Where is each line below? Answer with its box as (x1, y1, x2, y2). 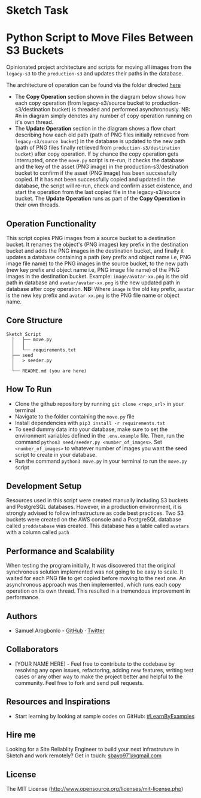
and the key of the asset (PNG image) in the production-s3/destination (14, 163, 188, 171)
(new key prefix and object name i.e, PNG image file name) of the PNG (6, 266, 180, 273)
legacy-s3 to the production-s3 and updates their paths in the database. (6, 70, 184, 77)
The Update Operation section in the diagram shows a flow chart (14, 125, 176, 132)
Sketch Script (6, 331, 42, 337)
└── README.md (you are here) (11, 368, 87, 374)
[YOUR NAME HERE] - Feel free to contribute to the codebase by (14, 660, 175, 667)
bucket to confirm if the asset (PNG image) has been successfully (14, 169, 178, 177)
